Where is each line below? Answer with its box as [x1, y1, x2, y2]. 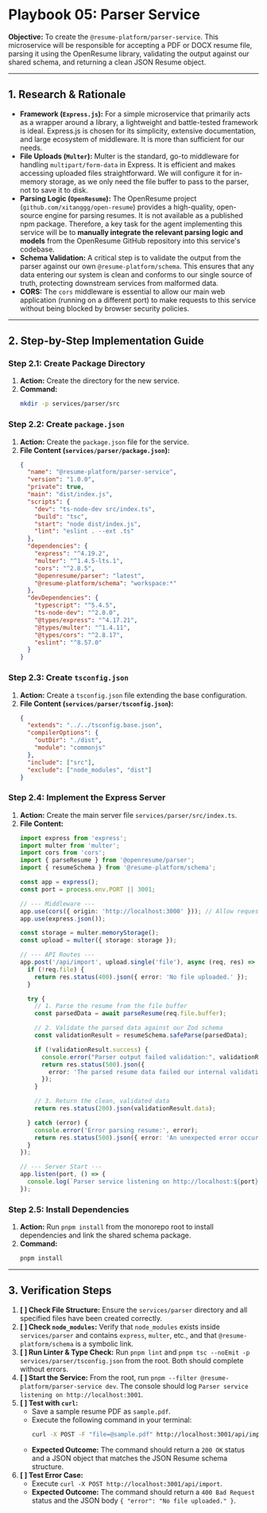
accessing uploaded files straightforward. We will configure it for [19, 168, 232, 178]
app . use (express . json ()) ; [19, 914, 106, 923]
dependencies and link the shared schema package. [19, 1230, 192, 1240]
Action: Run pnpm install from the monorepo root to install [19, 1222, 215, 1232]
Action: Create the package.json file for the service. [19, 436, 189, 447]
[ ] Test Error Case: [19, 1470, 83, 1480]
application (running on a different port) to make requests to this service [19, 295, 257, 304]
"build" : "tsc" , [34, 512, 88, 521]
